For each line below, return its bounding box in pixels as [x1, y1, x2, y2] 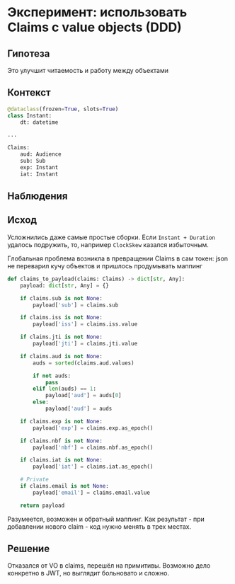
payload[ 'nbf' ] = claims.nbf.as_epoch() [33, 444, 154, 451]
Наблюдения [7, 190, 68, 202]
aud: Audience [20, 151, 62, 158]
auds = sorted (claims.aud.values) [33, 359, 134, 367]
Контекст [7, 86, 51, 99]
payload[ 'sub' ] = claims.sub [33, 302, 119, 309]
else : [33, 399, 50, 406]
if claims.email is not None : [20, 483, 110, 490]
